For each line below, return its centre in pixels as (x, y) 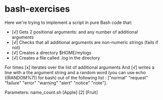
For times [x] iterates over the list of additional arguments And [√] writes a (80, 67)
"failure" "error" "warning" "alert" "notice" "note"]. (56, 83)
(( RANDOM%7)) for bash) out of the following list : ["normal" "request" (76, 78)
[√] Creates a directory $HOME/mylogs (51, 53)
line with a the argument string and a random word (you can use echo (75, 72)
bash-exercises (37, 9)
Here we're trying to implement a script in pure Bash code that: (68, 22)
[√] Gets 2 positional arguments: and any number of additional (75, 32)
